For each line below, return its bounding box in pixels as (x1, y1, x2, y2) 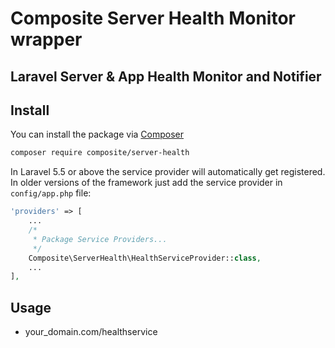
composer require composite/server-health (10, 148, 190, 158)
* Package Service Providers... (32, 234, 168, 244)
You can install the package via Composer (10, 128, 185, 141)
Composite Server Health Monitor (10, 7, 297, 30)
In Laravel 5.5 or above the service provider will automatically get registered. (10, 166, 326, 178)
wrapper (10, 28, 83, 51)
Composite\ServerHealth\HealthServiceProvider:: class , (28, 253, 262, 263)
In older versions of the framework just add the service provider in (10, 177, 283, 189)
